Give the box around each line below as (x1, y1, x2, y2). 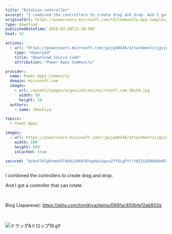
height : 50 (18, 97, 42, 102)
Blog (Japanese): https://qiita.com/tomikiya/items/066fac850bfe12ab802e (5, 202, 162, 208)
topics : (5, 116, 22, 121)
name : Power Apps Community (10, 74, 70, 79)
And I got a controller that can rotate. (5, 182, 83, 188)
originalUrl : (5, 17, 33, 22)
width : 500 (14, 139, 38, 145)
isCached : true (14, 149, 47, 154)
